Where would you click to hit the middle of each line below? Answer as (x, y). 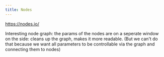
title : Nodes (19, 10)
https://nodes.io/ (22, 24)
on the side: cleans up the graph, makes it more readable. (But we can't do (82, 39)
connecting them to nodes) (33, 49)
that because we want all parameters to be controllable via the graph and (80, 44)
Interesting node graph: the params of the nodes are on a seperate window (82, 33)
